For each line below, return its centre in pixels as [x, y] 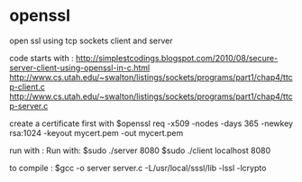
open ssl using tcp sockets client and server [91, 41]
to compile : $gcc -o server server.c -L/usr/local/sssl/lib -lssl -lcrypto [138, 168]
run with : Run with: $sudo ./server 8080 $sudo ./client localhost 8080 [140, 150]
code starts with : [41, 58]
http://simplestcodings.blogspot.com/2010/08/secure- [177, 58]
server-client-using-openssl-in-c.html [80, 68]
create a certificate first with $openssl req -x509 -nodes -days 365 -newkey [151, 123]
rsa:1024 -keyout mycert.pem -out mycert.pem [96, 132]
